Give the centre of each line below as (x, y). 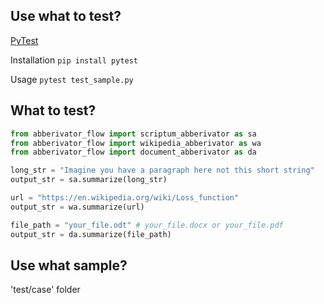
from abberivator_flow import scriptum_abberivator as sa (133, 134)
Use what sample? (69, 265)
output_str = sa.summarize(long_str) (89, 180)
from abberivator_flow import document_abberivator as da (133, 152)
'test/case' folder (45, 290)
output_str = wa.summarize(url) (77, 207)
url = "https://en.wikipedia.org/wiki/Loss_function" (125, 198)
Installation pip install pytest (74, 60)
